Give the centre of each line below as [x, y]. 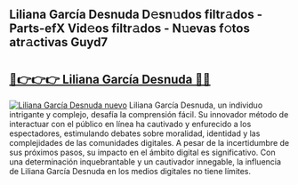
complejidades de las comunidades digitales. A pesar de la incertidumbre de [149, 143]
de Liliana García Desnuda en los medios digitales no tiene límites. [130, 171]
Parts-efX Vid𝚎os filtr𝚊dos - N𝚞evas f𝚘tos [130, 29]
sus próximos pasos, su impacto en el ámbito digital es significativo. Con [142, 152]
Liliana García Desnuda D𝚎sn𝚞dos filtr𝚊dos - [136, 15]
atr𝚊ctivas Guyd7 [59, 42]
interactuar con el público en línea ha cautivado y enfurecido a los [130, 124]
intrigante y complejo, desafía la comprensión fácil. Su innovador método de [149, 114]
